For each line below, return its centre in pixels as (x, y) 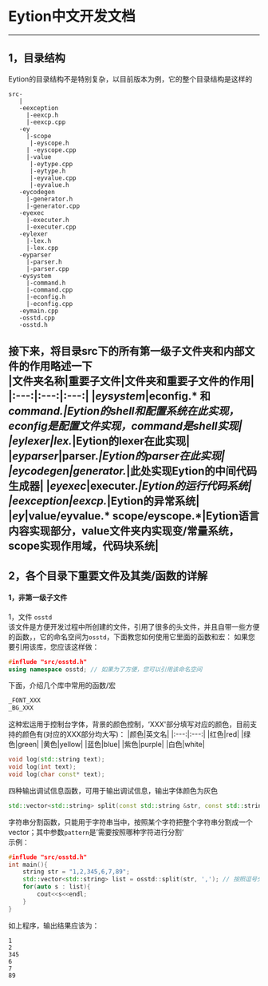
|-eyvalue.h (49, 185)
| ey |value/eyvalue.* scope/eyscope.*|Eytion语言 (134, 516)
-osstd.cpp (37, 318)
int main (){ (28, 865)
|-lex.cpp (42, 248)
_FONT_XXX (25, 701)
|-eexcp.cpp (46, 122)
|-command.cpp (49, 290)
